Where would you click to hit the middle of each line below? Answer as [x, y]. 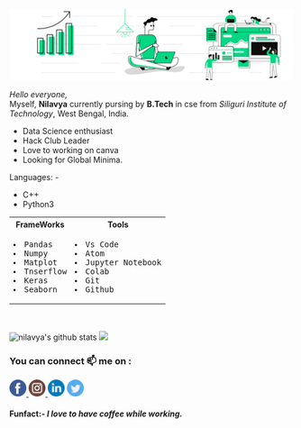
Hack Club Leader [56, 141]
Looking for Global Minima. [73, 159]
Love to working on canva [70, 150]
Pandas [38, 244]
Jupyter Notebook [123, 262]
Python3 [38, 204]
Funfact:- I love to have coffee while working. [96, 414]
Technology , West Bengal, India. [69, 114]
